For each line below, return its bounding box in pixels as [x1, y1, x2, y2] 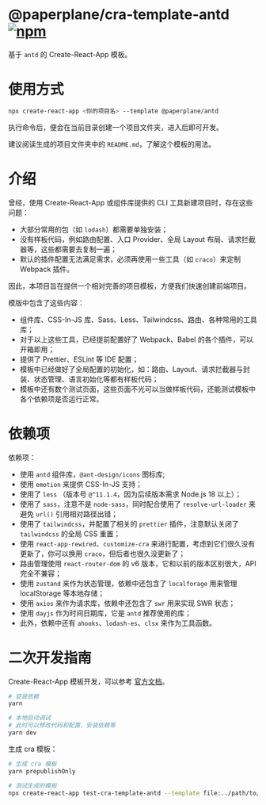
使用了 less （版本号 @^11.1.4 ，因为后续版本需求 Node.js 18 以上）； [19, 489, 242, 499]
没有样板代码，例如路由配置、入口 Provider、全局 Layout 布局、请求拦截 [19, 234, 256, 243]
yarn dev [8, 729, 37, 737]
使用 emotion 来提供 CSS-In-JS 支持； [19, 479, 143, 489]
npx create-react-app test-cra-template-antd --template [8, 789, 200, 797]
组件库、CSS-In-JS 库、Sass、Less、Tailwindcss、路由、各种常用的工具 [19, 315, 257, 324]
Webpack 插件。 [19, 264, 74, 274]
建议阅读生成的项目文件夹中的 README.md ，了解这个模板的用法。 [8, 139, 216, 148]
